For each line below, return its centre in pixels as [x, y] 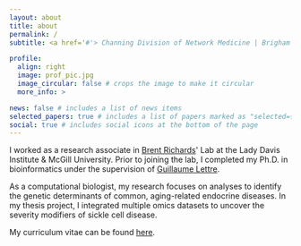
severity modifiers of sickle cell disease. [83, 215]
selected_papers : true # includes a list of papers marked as [128, 116]
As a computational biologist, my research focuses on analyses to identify [146, 187]
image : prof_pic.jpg [56, 76]
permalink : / [34, 34]
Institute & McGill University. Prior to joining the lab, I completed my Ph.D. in [149, 160]
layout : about [36, 17]
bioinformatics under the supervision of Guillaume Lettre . [115, 169]
